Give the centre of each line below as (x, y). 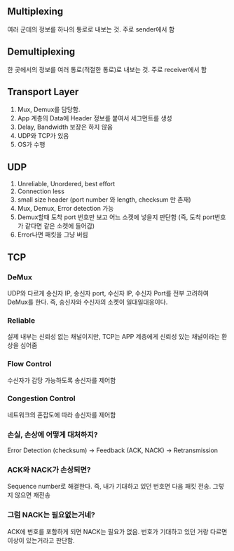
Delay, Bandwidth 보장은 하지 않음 (65, 127)
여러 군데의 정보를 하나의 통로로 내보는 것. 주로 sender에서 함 (91, 29)
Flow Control (29, 364)
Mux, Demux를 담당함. (49, 110)
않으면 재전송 (33, 495)
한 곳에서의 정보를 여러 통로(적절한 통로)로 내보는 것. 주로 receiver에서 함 (107, 69)
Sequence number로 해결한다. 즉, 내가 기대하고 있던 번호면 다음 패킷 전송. (109, 487)
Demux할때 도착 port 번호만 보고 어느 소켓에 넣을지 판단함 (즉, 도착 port (116, 217)
